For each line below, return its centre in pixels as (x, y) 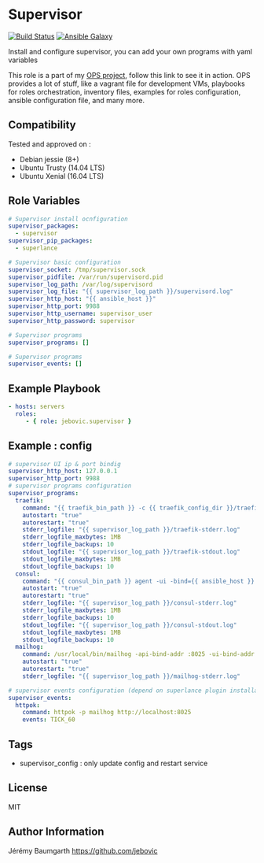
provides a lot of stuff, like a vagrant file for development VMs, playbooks (127, 83)
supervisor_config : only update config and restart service (114, 763)
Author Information (56, 832)
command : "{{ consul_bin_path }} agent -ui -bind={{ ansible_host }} (139, 581)
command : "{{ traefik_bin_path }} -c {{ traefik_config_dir (123, 508)
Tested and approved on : (50, 144)
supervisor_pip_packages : (50, 241)
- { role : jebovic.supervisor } (79, 421)
